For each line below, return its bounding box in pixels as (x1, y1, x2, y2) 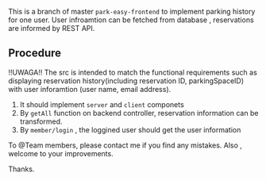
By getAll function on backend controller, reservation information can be (19, 108, 259, 117)
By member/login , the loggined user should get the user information (19, 124, 241, 134)
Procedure (8, 47, 62, 60)
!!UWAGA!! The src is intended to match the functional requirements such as (8, 67, 258, 77)
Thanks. (8, 164, 35, 174)
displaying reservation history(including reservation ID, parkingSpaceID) (8, 75, 245, 86)
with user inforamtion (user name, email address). (8, 84, 172, 94)
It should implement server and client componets (19, 99, 184, 109)
